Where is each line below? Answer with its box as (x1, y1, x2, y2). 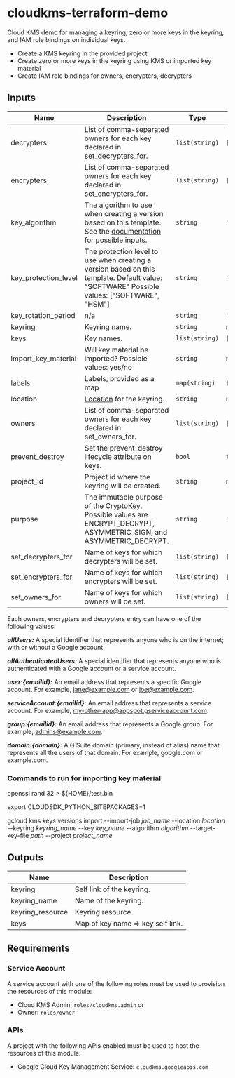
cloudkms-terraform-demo (7, 5, 169, 21)
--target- (190, 824, 215, 832)
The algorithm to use (84, 200, 152, 210)
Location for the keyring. (84, 394, 165, 404)
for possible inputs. (84, 235, 148, 245)
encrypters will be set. (84, 576, 157, 586)
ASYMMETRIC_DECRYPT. (84, 535, 169, 545)
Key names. (84, 333, 123, 343)
